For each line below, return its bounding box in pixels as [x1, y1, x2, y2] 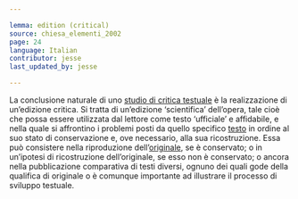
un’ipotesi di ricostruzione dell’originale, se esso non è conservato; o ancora [9, 152, 290, 162]
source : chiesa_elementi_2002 [9, 29, 122, 38]
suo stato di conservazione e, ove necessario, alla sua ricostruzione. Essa [9, 133, 281, 143]
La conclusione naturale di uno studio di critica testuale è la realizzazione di [9, 95, 287, 105]
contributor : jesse [9, 54, 82, 63]
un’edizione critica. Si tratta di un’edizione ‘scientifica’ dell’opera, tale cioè [9, 104, 280, 114]
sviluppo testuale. [9, 180, 75, 190]
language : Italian [9, 46, 78, 54]
